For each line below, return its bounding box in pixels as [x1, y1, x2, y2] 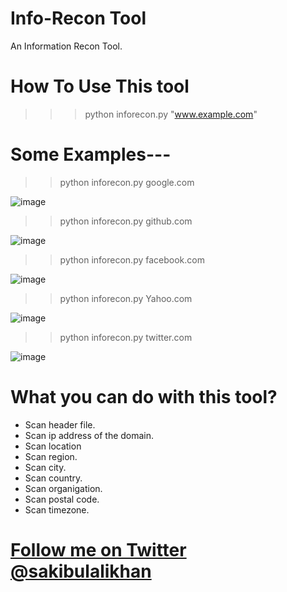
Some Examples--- [10, 143, 172, 166]
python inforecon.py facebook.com [59, 253, 205, 266]
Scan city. [24, 461, 67, 473]
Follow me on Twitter [10, 538, 187, 561]
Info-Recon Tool [10, 7, 147, 30]
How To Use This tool [10, 75, 190, 98]
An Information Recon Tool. [10, 40, 123, 52]
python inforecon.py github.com [59, 215, 193, 227]
